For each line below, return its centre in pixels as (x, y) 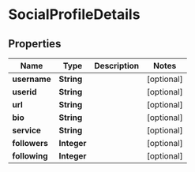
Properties (35, 44)
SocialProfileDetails (74, 15)
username (32, 79)
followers (30, 143)
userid (24, 92)
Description (117, 66)
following (30, 156)
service (27, 130)
